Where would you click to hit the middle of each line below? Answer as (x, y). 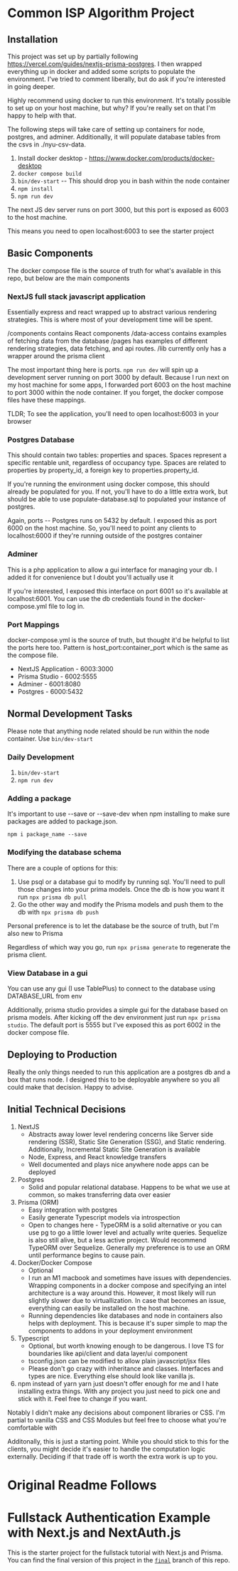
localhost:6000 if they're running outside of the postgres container (105, 536)
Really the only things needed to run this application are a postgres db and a (119, 1072)
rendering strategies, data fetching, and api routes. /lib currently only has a (117, 348)
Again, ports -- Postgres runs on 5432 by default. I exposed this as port (112, 521)
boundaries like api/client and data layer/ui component (108, 1353)
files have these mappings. (47, 400)
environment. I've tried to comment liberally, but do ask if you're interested (117, 79)
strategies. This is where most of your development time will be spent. (110, 320)
